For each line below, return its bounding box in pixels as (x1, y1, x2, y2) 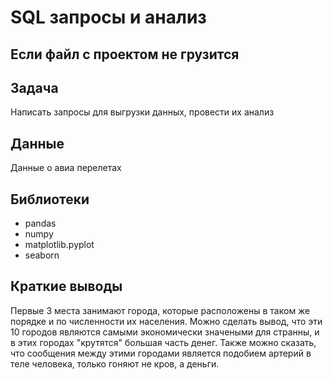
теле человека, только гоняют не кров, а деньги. (10, 357, 220, 370)
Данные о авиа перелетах (10, 162, 122, 174)
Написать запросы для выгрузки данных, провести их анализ (10, 106, 275, 118)
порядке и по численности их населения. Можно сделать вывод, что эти (10, 315, 323, 327)
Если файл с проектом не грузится (10, 46, 240, 63)
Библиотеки (10, 191, 90, 208)
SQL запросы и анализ (10, 6, 207, 29)
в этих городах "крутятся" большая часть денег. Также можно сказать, (10, 336, 317, 348)
